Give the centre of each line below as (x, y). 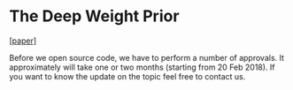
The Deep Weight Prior (94, 16)
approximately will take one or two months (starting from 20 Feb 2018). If (143, 67)
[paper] (23, 41)
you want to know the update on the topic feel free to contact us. (127, 76)
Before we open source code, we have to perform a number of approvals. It (147, 57)
